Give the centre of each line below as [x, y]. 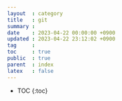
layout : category [35, 13]
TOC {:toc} [32, 91]
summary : [21, 26]
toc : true [29, 52]
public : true [29, 58]
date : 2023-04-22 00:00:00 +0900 [61, 33]
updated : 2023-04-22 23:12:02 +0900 [61, 39]
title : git [28, 20]
